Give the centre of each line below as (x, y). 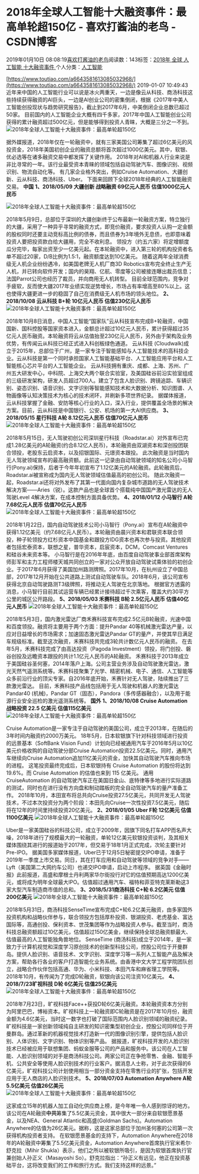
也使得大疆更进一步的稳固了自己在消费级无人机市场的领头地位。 (84, 293)
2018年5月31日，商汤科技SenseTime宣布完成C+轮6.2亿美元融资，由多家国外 (99, 909)
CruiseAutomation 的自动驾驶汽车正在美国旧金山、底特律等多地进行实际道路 (99, 780)
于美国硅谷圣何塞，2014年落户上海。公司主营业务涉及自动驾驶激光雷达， (95, 663)
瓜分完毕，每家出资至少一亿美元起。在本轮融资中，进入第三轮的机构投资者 (97, 249)
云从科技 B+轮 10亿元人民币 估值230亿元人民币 (94, 301)
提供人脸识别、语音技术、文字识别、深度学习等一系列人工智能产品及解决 (105, 954)
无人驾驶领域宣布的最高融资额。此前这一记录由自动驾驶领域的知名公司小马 (97, 460)
